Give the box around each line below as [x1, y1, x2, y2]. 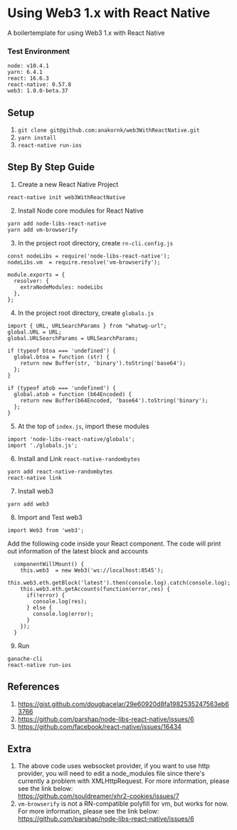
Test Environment [7, 46, 70, 56]
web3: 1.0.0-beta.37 [7, 87, 69, 95]
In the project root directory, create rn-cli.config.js [17, 238, 174, 247]
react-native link [7, 474, 62, 481]
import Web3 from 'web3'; [7, 526, 84, 534]
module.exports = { [7, 271, 65, 278]
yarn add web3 [7, 500, 50, 508]
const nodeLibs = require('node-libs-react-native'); [7, 252, 171, 260]
